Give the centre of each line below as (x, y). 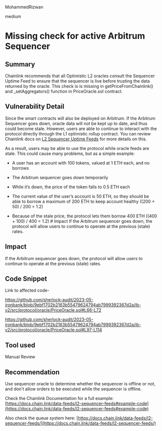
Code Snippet (26, 279)
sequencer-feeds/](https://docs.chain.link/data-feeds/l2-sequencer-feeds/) (81, 423)
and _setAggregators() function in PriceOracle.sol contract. (64, 91)
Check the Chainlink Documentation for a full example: (59, 398)
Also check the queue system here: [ (42, 418)
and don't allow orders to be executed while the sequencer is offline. (73, 389)
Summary (20, 64)
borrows (20, 168)
